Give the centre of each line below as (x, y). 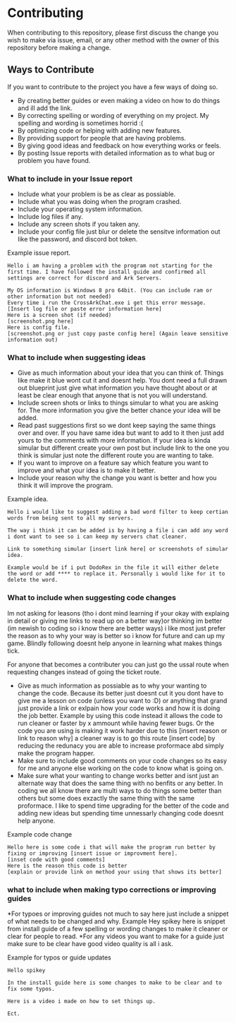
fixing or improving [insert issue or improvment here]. (93, 853)
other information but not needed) (60, 297)
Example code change (40, 834)
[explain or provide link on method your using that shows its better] (114, 872)
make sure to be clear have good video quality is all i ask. (91, 943)
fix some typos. (31, 989)
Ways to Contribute (51, 70)
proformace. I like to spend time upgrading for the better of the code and (123, 806)
